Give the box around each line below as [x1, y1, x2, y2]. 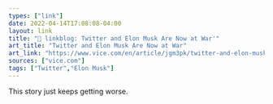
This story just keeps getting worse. [8, 86, 128, 96]
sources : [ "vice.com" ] [8, 57, 85, 65]
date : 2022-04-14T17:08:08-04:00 [8, 19, 122, 27]
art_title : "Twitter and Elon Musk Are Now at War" [8, 42, 187, 50]
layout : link [8, 27, 53, 35]
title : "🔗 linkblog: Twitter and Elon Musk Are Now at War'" [8, 34, 220, 43]
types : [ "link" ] [8, 11, 63, 20]
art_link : [8, 49, 42, 57]
